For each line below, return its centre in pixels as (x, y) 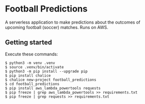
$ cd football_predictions (32, 84)
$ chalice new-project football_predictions (51, 80)
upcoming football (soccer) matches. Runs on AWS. (57, 27)
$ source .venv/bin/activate (34, 67)
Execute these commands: (32, 54)
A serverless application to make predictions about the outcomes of (73, 22)
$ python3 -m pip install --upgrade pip (47, 71)
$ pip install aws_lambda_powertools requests (53, 88)
